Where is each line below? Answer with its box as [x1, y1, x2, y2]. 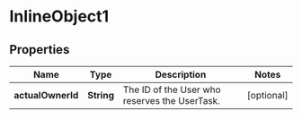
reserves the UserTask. [122, 95, 220, 106]
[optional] [246, 89, 289, 101]
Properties [9, 42, 70, 57]
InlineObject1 [9, 6, 110, 27]
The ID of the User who [122, 83, 222, 96]
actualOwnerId [13, 89, 79, 101]
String [86, 89, 115, 101]
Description [155, 69, 207, 81]
